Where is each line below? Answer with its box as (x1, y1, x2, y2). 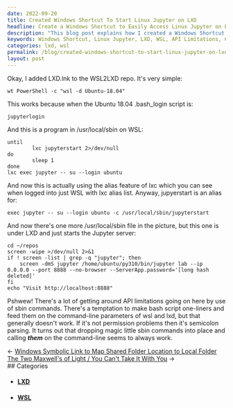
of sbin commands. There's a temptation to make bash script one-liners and (7, 304, 224, 312)
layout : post (7, 55, 45, 62)
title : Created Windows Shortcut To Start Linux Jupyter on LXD (7, 17, 197, 24)
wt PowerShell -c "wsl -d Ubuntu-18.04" (7, 87, 126, 94)
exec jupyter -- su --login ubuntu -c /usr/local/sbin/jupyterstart (7, 209, 209, 216)
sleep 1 (32, 157, 54, 163)
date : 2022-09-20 (7, 10, 58, 17)
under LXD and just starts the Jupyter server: (7, 229, 137, 237)
